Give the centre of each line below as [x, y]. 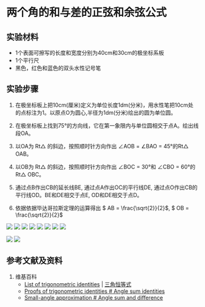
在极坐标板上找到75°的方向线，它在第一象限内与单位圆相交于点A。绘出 [104, 125]
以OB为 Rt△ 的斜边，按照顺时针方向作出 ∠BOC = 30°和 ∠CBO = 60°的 [105, 167]
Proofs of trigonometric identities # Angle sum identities [95, 291]
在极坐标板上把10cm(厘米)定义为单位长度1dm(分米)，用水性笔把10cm [102, 105]
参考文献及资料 [34, 261]
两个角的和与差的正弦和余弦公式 [87, 13]
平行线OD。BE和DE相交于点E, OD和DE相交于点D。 [79, 195]
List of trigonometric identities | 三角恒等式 [78, 284]
